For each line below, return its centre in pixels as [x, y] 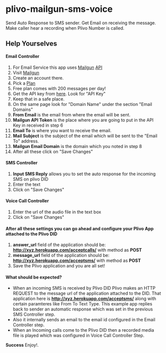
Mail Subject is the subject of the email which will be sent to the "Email [85, 136]
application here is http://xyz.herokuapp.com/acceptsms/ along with [84, 299]
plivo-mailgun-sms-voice [59, 9]
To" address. [26, 141]
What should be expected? [34, 277]
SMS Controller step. [34, 314]
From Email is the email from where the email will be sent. [71, 114]
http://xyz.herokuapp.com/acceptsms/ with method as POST [77, 260]
